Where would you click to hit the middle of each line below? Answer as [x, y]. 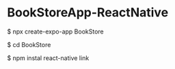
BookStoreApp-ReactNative [88, 13]
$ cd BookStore [29, 44]
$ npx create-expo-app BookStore [55, 31]
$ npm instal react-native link [48, 58]
